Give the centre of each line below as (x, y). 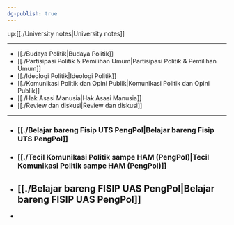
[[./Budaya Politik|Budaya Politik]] (65, 54)
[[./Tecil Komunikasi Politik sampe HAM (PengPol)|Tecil (113, 157)
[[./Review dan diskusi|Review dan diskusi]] (80, 105)
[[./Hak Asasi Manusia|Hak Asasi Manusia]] (79, 98)
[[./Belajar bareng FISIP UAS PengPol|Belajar (116, 188)
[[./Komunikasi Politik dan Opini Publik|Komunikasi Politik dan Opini (114, 83)
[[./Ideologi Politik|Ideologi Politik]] (67, 76)
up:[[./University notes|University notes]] (66, 33)
